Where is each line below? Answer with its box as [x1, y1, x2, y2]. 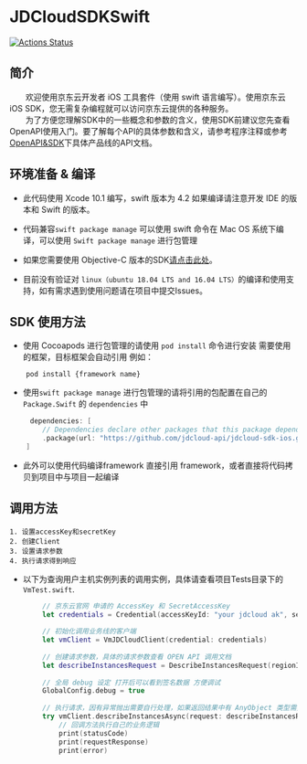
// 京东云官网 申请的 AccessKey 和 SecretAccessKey [42, 601, 231, 610]
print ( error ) [58, 746, 108, 755]
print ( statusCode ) [58, 728, 129, 737]
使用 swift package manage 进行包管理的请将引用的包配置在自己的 [22, 387, 268, 398]
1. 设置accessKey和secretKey [9, 527, 117, 536]
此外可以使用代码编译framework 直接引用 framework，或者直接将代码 [22, 460, 286, 471]
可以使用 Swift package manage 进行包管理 [38, 235, 198, 246]
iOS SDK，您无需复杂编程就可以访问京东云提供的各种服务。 [9, 102, 234, 113]
